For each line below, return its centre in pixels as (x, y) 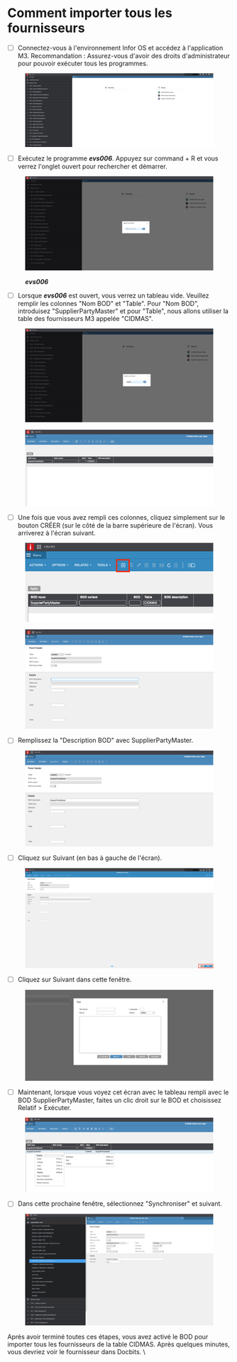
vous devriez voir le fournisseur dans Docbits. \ (76, 1352)
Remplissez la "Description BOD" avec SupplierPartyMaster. (105, 741)
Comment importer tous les (90, 13)
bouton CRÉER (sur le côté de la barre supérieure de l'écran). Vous (115, 525)
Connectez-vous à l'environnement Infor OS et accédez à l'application (120, 48)
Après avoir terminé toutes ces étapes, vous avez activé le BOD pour (108, 1337)
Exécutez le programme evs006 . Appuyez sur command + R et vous (118, 158)
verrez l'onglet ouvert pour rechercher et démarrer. (93, 166)
